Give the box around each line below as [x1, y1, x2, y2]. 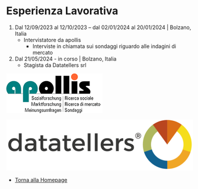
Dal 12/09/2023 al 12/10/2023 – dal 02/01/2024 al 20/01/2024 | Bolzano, [14, 24, 191, 31]
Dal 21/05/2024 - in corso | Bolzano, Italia [14, 55, 117, 62]
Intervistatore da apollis [23, 36, 81, 43]
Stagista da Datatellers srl [23, 61, 87, 69]
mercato [32, 49, 53, 56]
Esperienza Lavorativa [6, 4, 119, 18]
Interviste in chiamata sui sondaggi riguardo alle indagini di [32, 43, 177, 50]
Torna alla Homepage [14, 176, 68, 183]
